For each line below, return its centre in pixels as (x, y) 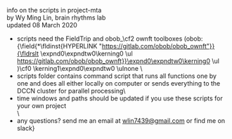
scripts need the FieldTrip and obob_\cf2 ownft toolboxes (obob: (110, 39)
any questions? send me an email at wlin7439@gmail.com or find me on (121, 121)
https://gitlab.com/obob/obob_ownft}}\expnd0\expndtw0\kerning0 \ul (118, 61)
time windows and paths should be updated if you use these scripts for (120, 98)
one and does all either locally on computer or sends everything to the (118, 83)
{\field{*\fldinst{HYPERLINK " (59, 46)
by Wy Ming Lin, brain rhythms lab (56, 18)
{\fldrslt (28, 53)
